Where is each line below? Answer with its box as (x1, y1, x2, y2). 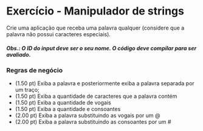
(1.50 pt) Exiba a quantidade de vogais (15, 99, 111, 106)
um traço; (15, 86, 40, 94)
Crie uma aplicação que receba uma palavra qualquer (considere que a (6, 24, 185, 31)
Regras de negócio (6, 66, 63, 74)
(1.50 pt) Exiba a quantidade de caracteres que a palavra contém (15, 92, 177, 100)
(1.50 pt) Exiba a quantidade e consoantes (15, 106, 121, 113)
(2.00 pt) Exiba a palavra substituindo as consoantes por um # (15, 118, 171, 126)
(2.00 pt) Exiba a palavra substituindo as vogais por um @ (15, 112, 160, 119)
